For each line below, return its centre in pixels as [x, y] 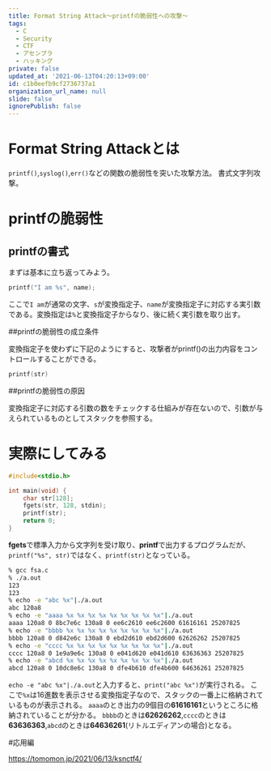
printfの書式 [39, 251]
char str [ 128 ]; [49, 498]
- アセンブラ [34, 54]
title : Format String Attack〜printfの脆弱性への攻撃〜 [98, 16]
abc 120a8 [25, 608]
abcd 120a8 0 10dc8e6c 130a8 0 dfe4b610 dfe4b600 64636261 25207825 [126, 668]
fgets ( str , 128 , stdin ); [65, 506]
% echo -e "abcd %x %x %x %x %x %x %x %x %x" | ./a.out [101, 661]
